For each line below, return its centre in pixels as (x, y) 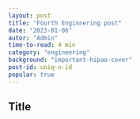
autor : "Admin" (33, 38)
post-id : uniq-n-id (40, 67)
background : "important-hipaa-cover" (70, 60)
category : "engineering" (49, 52)
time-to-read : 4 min (42, 45)
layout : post (30, 15)
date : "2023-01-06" (40, 30)
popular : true (32, 75)
